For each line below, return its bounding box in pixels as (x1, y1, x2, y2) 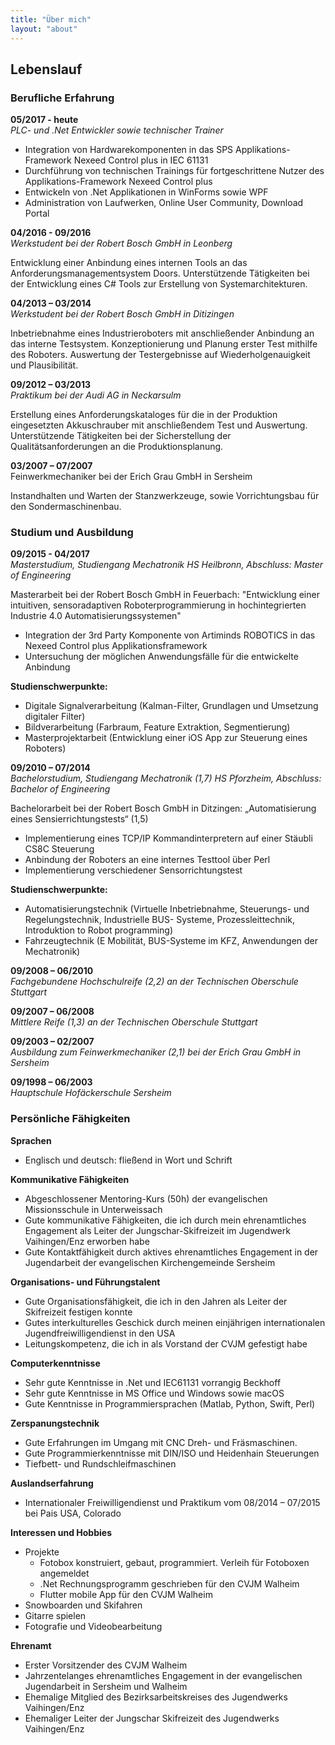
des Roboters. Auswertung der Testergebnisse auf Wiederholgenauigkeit (10, 349, 311, 361)
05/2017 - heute (10, 114, 79, 126)
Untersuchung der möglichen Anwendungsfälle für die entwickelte (24, 651, 299, 663)
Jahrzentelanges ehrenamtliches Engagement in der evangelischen (24, 1669, 303, 1681)
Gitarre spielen (24, 1609, 87, 1621)
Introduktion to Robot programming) (24, 924, 174, 936)
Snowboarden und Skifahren (24, 1599, 143, 1611)
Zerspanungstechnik (10, 1417, 100, 1429)
